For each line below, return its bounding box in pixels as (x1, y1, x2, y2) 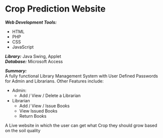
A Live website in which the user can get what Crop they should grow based (5, 122, 158, 128)
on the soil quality (5, 127, 41, 133)
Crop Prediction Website (5, 3, 106, 14)
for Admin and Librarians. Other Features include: (5, 78, 104, 84)
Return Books (19, 113, 47, 119)
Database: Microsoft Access (5, 58, 63, 64)
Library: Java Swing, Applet (5, 53, 62, 59)
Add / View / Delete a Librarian (19, 93, 81, 98)
